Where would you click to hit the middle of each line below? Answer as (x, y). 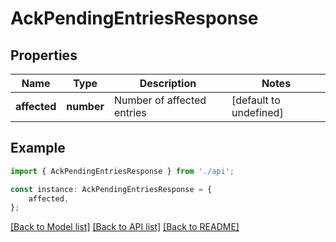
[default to (256, 100)
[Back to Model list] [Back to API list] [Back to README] (125, 227)
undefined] (257, 112)
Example (38, 148)
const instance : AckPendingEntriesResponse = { (111, 189)
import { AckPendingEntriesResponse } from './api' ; (122, 171)
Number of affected (160, 100)
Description (168, 83)
